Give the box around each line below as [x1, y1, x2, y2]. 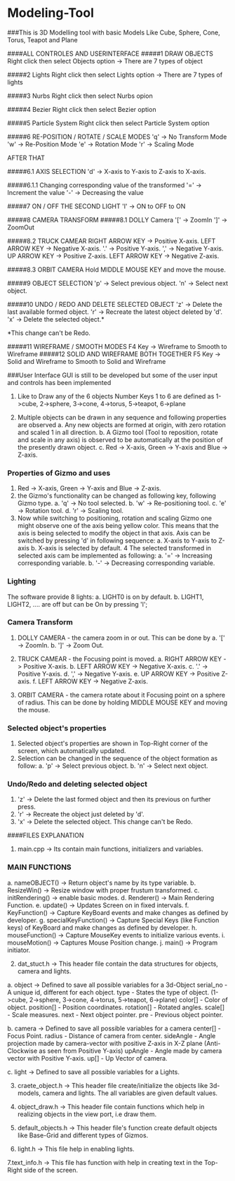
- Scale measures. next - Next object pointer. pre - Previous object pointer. [7, 1010, 223, 1018]
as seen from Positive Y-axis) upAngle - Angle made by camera [39, 1047, 222, 1055]
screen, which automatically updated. [17, 747, 126, 755]
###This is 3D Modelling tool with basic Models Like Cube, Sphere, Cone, [7, 28, 221, 37]
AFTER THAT [7, 153, 46, 162]
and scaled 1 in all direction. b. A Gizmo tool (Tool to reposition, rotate [17, 428, 219, 436]
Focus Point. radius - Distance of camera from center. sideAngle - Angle [7, 1031, 216, 1040]
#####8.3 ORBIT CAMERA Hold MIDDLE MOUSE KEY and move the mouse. [7, 265, 226, 274]
